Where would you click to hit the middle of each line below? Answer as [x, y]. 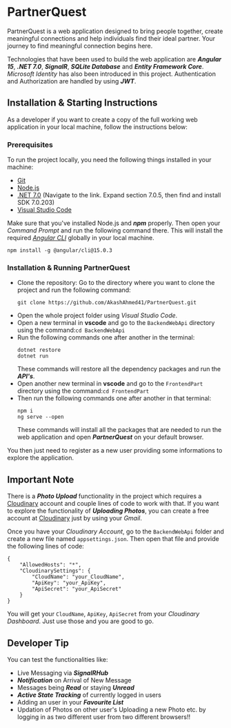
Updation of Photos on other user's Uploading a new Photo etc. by [111, 709]
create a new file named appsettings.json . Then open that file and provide [113, 539]
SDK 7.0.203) [36, 203]
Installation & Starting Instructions [82, 103]
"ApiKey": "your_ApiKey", [69, 583]
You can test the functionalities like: [58, 659]
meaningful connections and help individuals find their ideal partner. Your [111, 38]
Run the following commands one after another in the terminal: [106, 337]
